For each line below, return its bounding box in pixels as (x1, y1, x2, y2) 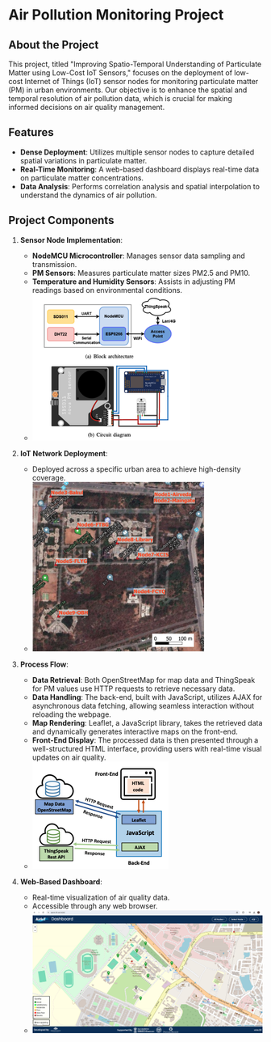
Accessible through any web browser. (31, 900, 158, 911)
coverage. (31, 472, 66, 482)
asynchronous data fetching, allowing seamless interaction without (31, 701, 255, 710)
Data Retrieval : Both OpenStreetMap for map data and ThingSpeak (31, 675, 256, 684)
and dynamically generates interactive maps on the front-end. (31, 726, 238, 736)
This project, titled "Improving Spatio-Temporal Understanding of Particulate (8, 59, 262, 69)
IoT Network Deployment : (19, 448, 108, 458)
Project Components (8, 214, 115, 227)
